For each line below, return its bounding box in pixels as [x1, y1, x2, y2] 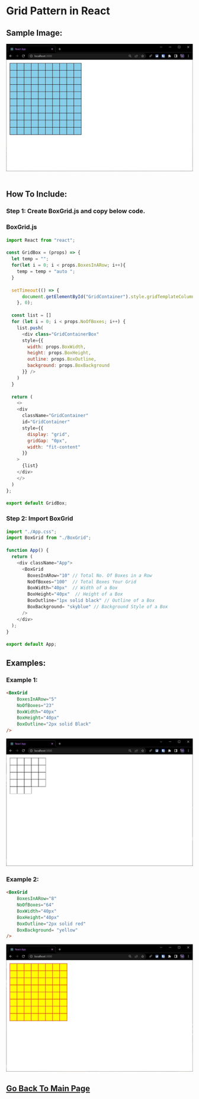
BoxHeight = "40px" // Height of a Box [27, 591, 123, 598]
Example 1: [6, 675, 38, 684]
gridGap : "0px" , [27, 438, 68, 444]
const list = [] [11, 312, 52, 318]
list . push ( [17, 325, 44, 331]
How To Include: [6, 189, 68, 200]
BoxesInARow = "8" [17, 896, 57, 902]
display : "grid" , [27, 431, 70, 437]
